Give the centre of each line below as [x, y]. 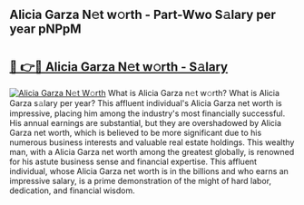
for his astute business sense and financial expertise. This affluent [133, 161]
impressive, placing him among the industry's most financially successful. [147, 113]
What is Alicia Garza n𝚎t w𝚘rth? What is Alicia [193, 93]
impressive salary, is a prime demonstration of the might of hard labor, [141, 181]
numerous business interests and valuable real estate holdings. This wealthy [152, 142]
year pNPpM [45, 29]
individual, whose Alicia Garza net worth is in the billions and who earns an [149, 171]
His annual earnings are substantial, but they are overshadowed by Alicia [146, 123]
